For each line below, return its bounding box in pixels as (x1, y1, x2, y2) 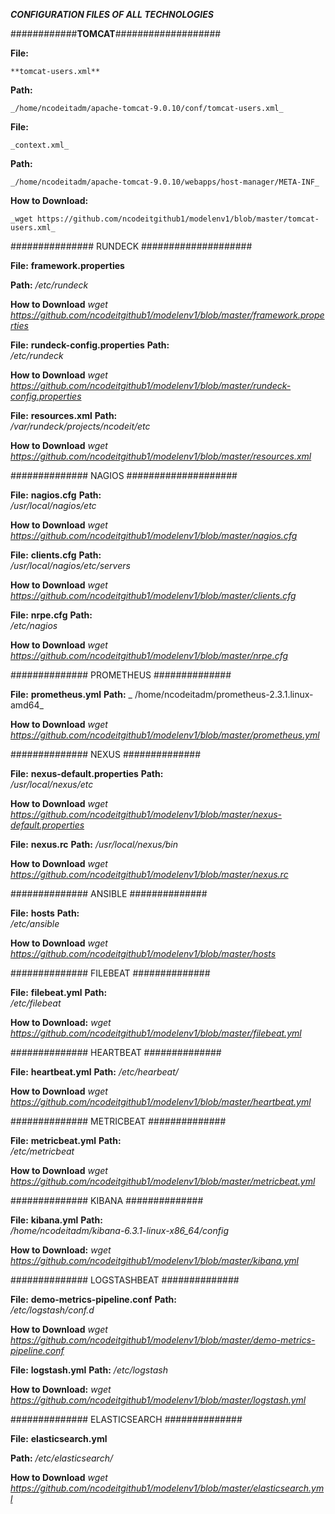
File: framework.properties (10, 260, 125, 271)
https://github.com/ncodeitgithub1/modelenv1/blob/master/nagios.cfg (10, 530, 298, 541)
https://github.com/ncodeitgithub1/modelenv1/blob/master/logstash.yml (10, 1394, 307, 1406)
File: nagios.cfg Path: (10, 489, 102, 501)
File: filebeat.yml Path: (10, 987, 108, 998)
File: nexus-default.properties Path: (10, 768, 164, 779)
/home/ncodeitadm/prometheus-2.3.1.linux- (134, 689, 314, 700)
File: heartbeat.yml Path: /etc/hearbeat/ (10, 1066, 179, 1078)
